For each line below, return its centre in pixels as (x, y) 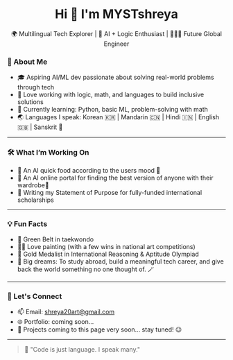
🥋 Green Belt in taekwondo (55, 239)
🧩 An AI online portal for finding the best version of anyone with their (115, 178)
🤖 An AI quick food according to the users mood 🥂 (89, 170)
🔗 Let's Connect (35, 296)
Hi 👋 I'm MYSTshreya (116, 14)
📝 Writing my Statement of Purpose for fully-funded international (110, 192)
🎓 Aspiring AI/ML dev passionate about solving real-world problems (115, 77)
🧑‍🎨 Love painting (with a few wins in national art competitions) (106, 246)
